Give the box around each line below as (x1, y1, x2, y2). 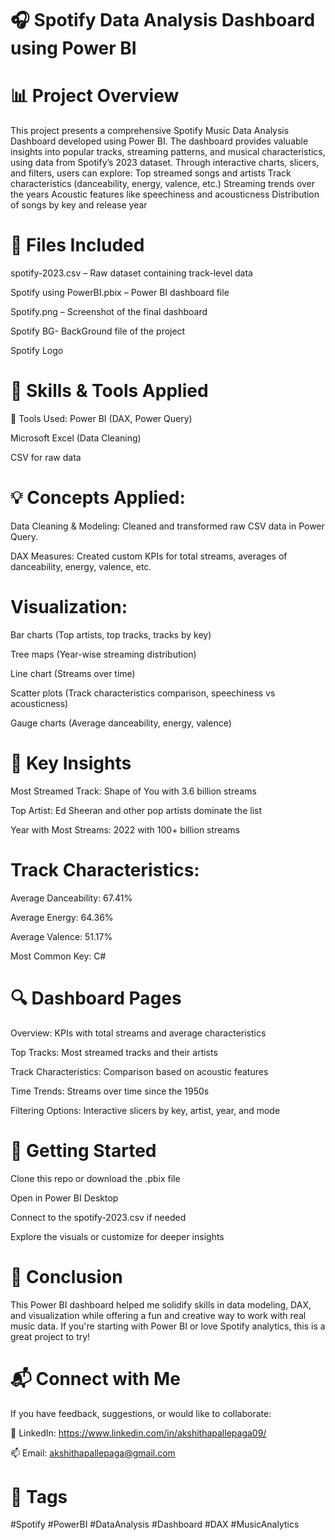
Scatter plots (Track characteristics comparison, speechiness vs (10, 687, 276, 699)
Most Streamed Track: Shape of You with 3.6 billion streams (10, 785, 257, 797)
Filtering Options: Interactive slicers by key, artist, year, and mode (10, 1104, 281, 1116)
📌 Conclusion (10, 1265, 123, 1288)
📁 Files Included (10, 234, 145, 257)
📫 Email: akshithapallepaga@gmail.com (10, 1447, 176, 1459)
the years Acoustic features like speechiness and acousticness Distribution (10, 188, 320, 201)
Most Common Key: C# (10, 950, 107, 962)
